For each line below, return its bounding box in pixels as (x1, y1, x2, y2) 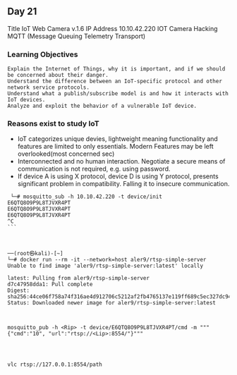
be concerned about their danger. (7, 72, 109, 79)
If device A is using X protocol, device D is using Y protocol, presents (17, 172, 219, 180)
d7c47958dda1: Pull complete (7, 281, 93, 288)
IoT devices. (7, 97, 46, 104)
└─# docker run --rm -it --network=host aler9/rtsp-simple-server (7, 257, 207, 264)
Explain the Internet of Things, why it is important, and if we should (7, 66, 226, 73)
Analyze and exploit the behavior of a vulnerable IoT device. (7, 102, 197, 110)
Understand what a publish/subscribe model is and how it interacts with (7, 90, 229, 97)
